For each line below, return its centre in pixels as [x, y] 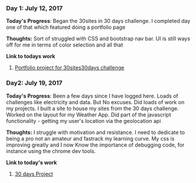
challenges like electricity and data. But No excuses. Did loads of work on [95, 102]
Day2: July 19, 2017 [34, 83]
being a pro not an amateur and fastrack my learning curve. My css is [90, 138]
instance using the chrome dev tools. [51, 151]
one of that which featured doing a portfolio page [66, 27]
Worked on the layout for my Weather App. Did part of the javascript [89, 114]
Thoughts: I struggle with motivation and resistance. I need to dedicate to [96, 132]
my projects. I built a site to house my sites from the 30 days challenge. [92, 108]
